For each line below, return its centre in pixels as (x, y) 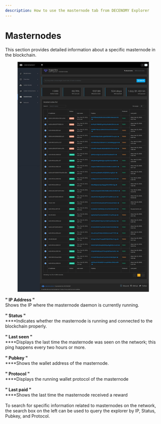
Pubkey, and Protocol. (27, 416)
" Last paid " (18, 390)
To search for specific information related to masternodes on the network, (80, 406)
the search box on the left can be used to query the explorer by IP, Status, (80, 411)
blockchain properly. (26, 326)
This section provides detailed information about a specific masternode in (80, 49)
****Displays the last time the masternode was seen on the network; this (80, 342)
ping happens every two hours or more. (46, 347)
